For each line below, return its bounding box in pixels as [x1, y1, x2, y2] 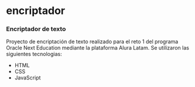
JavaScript [14, 74, 41, 81]
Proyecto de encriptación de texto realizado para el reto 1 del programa [6, 38, 179, 45]
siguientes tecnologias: [6, 51, 62, 58]
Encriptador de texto [6, 25, 66, 33]
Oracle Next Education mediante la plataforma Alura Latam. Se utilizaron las [6, 44, 190, 51]
